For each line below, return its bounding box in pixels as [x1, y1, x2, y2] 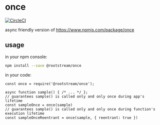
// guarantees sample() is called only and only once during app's [5, 94, 145, 99]
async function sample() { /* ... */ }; [5, 90, 89, 94]
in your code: [5, 72, 32, 78]
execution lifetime [5, 111, 45, 116]
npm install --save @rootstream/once [5, 63, 82, 68]
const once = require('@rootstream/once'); [5, 81, 95, 86]
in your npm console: [5, 54, 48, 60]
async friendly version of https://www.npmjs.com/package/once [5, 27, 135, 32]
